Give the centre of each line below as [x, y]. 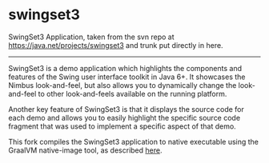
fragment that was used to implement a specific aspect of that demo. [122, 126]
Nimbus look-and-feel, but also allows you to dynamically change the [122, 85]
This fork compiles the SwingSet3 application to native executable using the [133, 141]
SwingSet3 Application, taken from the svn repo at [91, 37]
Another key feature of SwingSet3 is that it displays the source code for [126, 109]
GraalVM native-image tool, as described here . [85, 150]
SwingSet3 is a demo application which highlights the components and [125, 68]
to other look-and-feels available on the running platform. [132, 93]
